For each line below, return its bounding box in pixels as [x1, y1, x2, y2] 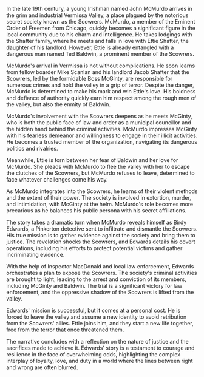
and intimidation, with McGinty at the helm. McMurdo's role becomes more [6, 200, 193, 208]
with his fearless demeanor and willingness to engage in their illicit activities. [6, 132, 198, 139]
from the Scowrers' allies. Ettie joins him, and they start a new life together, [6, 320, 194, 327]
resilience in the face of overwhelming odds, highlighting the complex [6, 351, 181, 358]
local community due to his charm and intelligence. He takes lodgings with [6, 31, 192, 38]
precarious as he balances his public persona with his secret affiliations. [6, 207, 187, 214]
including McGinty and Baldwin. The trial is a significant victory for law [6, 282, 183, 289]
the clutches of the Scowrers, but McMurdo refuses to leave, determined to [6, 169, 195, 177]
